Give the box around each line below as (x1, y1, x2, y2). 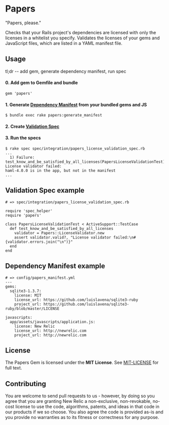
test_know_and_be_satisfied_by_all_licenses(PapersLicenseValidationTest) (5, 159, 165, 164)
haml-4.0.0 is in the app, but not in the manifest (5, 168, 116, 173)
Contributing (5, 379, 46, 388)
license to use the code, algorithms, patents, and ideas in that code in (15, 404, 160, 410)
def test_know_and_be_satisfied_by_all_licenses (10, 226, 114, 231)
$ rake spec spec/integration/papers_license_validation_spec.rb (5, 146, 145, 151)
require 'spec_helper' (5, 208, 53, 213)
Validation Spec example (5, 186, 84, 195)
